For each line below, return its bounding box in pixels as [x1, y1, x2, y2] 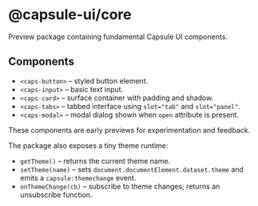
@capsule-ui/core [8, 6, 132, 24]
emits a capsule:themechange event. [19, 173, 137, 182]
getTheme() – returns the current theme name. [19, 156, 171, 165]
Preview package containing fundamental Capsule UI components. [8, 32, 228, 41]
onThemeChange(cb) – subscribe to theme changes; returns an [19, 181, 220, 191]
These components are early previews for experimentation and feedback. [8, 125, 251, 134]
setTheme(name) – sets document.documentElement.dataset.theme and [19, 165, 244, 174]
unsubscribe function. [19, 189, 93, 200]
